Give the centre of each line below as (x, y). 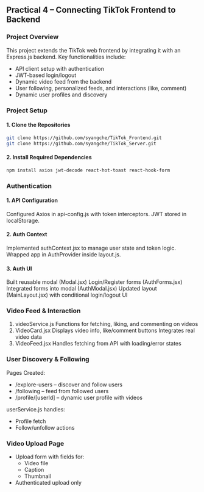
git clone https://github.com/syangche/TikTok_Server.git (81, 143)
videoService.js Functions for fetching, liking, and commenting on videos (107, 324)
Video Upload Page (35, 443)
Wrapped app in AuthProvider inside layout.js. (64, 254)
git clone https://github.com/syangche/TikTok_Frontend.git (84, 138)
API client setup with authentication (60, 68)
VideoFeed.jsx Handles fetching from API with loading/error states (98, 344)
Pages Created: (26, 372)
